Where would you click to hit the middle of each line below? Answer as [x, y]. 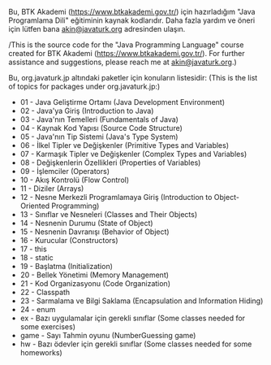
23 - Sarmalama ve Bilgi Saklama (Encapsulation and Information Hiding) [142, 301]
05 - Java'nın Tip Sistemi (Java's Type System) [99, 137]
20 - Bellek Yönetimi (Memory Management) [94, 275]
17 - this [33, 249]
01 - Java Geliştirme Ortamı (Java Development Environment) [123, 102]
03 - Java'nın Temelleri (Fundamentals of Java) [99, 119]
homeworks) [41, 352]
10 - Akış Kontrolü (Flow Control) [75, 180]
